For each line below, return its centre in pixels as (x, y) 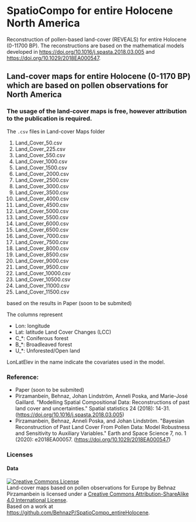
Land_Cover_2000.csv (42, 174)
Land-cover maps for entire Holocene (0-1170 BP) (99, 76)
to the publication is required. (49, 119)
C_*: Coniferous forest (42, 338)
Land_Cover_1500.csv (41, 167)
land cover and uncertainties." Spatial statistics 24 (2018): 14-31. (92, 408)
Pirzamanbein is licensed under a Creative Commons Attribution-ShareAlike (98, 494)
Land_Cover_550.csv (40, 155)
